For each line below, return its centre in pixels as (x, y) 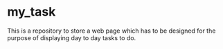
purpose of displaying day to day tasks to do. (72, 37)
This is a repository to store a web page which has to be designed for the (111, 31)
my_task (32, 12)
